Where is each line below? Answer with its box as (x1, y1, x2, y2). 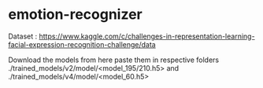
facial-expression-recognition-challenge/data (8, 39, 156, 49)
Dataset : (8, 31, 38, 41)
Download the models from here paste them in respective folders (8, 55, 219, 64)
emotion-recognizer (8, 5, 143, 24)
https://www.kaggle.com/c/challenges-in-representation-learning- (39, 31, 255, 41)
